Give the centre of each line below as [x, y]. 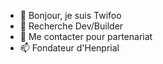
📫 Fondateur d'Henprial [69, 48]
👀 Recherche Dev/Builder [71, 26]
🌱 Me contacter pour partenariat [86, 36]
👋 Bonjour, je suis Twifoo [70, 15]
